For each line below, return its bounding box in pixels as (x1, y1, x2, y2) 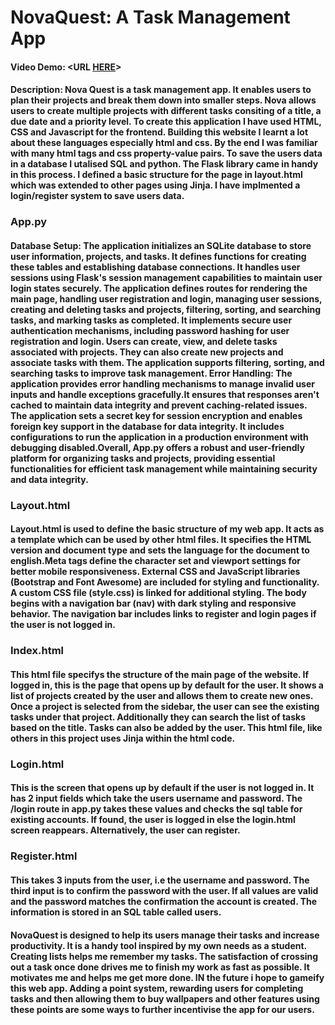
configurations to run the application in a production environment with (10, 431, 309, 443)
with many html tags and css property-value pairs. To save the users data (10, 147, 323, 160)
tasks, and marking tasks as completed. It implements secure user (10, 314, 293, 326)
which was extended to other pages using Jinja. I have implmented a (10, 179, 301, 191)
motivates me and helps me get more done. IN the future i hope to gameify (10, 971, 325, 983)
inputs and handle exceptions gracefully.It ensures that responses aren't (10, 388, 320, 400)
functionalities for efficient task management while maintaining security (10, 462, 318, 475)
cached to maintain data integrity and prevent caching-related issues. (10, 399, 308, 411)
